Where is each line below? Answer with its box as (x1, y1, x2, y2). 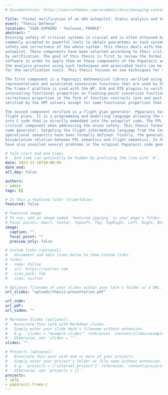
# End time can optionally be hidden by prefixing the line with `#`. (5, 156, 160, 161)
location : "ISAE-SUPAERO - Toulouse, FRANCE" (5, 26, 101, 31)
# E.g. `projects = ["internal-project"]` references (5, 363, 124, 368)
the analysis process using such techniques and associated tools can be (5, 63, 162, 68)
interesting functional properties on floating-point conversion (5, 91, 144, 96)
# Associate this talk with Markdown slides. (5, 322, 106, 327)
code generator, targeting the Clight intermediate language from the (5, 128, 155, 133)
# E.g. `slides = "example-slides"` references (5, 331, 111, 336)
